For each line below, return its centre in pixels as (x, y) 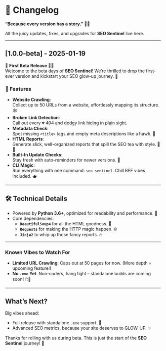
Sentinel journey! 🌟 (25, 343)
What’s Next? (26, 301)
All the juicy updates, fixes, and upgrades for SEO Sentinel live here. (75, 33)
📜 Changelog (32, 10)
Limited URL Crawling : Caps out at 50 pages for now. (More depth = (82, 263)
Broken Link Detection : (36, 118)
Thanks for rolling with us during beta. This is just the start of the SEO (76, 338)
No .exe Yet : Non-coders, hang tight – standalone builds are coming (82, 274)
